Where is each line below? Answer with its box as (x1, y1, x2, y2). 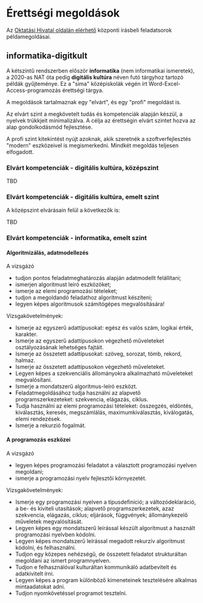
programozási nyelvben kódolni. (15, 531, 97, 538)
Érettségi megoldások (6, 6, 120, 20)
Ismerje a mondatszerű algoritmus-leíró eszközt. (15, 383, 138, 390)
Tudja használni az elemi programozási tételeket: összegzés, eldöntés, (15, 402, 193, 410)
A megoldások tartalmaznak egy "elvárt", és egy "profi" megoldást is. (6, 98, 182, 105)
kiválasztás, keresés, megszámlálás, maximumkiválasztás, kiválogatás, (15, 409, 194, 416)
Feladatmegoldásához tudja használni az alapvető (15, 389, 141, 396)
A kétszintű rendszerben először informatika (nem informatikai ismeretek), (6, 67, 195, 74)
